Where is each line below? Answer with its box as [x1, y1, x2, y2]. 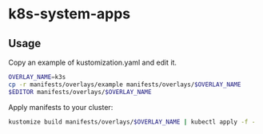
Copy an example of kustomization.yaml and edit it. [8, 57, 177, 67]
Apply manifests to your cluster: [8, 102, 114, 112]
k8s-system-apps [8, 5, 131, 23]
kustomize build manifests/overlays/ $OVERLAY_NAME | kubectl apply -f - [8, 117, 256, 126]
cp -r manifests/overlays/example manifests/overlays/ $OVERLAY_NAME [8, 81, 241, 89]
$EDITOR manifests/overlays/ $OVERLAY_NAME [8, 88, 152, 96]
